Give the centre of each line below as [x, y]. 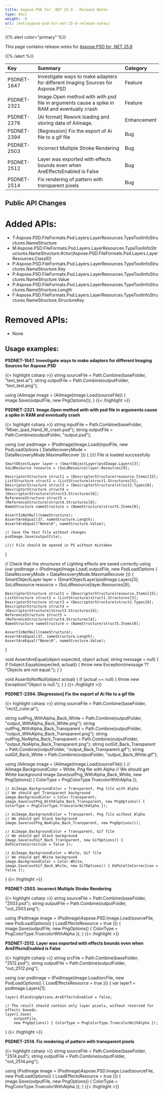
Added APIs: [31, 224]
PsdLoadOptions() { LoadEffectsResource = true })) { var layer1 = [70, 983]
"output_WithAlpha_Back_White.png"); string [50, 724]
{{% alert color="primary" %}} [36, 37]
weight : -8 [16, 19]
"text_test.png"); [21, 386]
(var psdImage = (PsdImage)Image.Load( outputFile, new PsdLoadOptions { [81, 569]
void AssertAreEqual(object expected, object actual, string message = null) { [82, 659]
